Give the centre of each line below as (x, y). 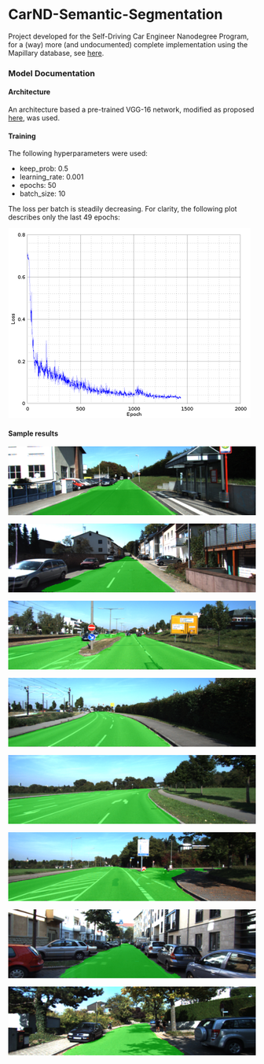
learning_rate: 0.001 (51, 177)
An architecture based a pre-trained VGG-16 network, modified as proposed (131, 110)
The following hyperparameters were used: (78, 153)
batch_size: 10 (42, 193)
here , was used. (34, 118)
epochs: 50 (38, 186)
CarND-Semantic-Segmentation (115, 15)
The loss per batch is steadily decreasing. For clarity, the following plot (123, 209)
